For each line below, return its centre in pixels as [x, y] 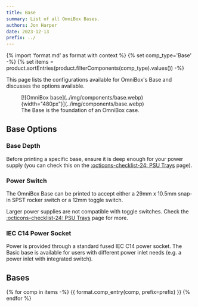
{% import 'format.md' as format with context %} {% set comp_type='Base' [99, 55]
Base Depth [23, 146]
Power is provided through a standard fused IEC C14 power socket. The [94, 246]
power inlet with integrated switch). [49, 259]
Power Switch [27, 181]
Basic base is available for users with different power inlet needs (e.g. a [94, 253]
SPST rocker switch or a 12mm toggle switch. [67, 200]
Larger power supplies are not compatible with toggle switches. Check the [98, 212]
